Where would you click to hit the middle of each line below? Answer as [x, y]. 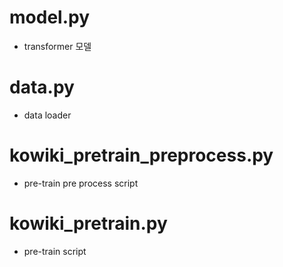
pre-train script [55, 251]
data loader [47, 115]
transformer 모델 [57, 46]
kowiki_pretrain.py [88, 223]
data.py [42, 87]
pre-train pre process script [81, 183]
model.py [49, 17]
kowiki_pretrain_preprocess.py [141, 155]
